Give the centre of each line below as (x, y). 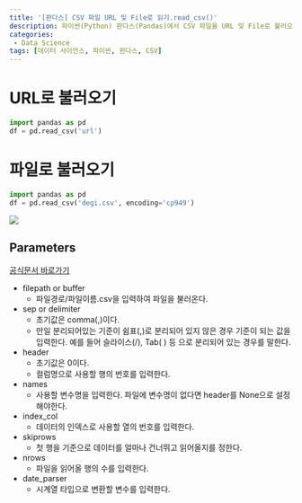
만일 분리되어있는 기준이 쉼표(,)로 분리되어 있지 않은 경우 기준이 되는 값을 (163, 331)
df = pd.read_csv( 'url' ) (56, 131)
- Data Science (41, 43)
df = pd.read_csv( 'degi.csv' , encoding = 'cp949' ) (102, 203)
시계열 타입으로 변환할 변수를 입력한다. (103, 490)
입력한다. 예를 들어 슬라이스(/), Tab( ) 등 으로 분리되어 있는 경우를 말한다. (163, 342)
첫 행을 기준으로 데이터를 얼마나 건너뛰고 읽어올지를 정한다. (139, 448)
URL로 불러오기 (63, 98)
